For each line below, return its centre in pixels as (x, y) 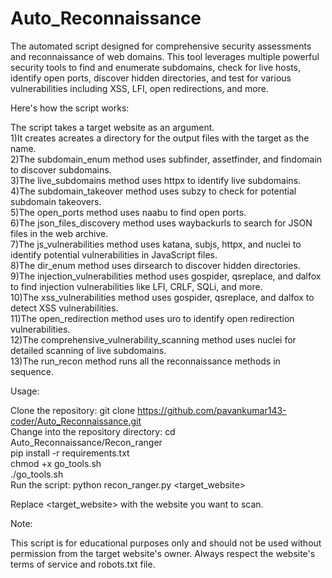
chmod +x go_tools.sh (56, 463)
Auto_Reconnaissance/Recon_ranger (86, 442)
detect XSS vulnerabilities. (64, 308)
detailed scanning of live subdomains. (88, 350)
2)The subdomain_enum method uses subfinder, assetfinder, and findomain (166, 159)
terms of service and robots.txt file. (83, 564)
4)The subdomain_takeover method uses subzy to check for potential (153, 191)
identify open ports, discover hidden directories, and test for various (151, 78)
